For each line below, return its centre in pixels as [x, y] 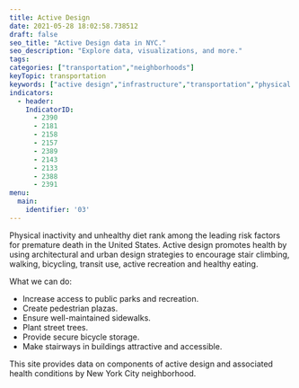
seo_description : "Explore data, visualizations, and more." [126, 51]
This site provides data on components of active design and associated [141, 364]
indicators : [31, 93]
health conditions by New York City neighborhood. [103, 373]
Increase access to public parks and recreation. [110, 298]
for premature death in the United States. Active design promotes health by [148, 244]
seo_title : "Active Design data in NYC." [88, 43]
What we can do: [40, 281]
